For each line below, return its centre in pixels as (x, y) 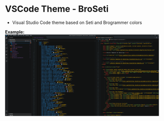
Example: (15, 32)
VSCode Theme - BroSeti (57, 9)
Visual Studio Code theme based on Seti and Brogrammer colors (77, 22)
